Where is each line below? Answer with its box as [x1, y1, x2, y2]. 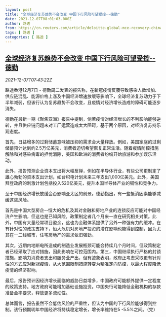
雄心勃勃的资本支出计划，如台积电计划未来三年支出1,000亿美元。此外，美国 [5, 174, 159, 180]
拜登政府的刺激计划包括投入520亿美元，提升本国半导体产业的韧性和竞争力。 [5, 180, 161, 186]
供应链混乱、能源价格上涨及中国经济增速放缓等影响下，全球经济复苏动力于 [5, 93, 157, 99]
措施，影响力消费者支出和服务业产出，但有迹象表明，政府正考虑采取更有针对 [5, 254, 161, 260]
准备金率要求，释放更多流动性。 [5, 289, 70, 296]
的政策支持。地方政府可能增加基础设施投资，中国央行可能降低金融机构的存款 [5, 283, 161, 289]
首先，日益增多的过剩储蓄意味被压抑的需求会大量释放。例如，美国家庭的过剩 [5, 139, 161, 144]
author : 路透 [5, 21, 31, 26]
